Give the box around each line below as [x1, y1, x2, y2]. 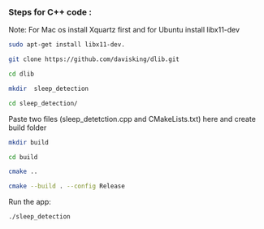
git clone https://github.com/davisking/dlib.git [8, 55, 180, 63]
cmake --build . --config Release [8, 182, 126, 191]
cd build [8, 153, 38, 161]
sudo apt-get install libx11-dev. [8, 41, 126, 49]
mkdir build [8, 138, 49, 146]
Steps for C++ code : [8, 6, 92, 18]
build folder [8, 123, 47, 132]
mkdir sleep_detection [8, 84, 89, 93]
